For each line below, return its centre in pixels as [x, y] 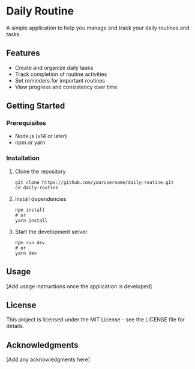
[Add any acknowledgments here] [48, 359]
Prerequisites [26, 123]
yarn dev [26, 253]
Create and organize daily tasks [54, 68]
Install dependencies [41, 199]
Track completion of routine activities [61, 74]
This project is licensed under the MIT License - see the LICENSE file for [95, 320]
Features [23, 53]
